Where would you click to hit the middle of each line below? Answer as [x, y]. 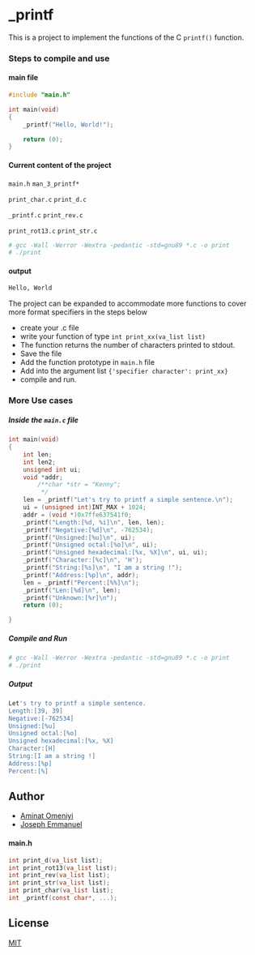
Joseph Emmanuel [51, 824]
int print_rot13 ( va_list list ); [63, 868]
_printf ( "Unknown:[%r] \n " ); [70, 597]
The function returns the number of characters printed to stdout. [127, 345]
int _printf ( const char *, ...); [63, 898]
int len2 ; [40, 462]
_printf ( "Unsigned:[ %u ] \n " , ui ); [79, 537]
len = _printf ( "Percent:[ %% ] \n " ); [81, 582]
